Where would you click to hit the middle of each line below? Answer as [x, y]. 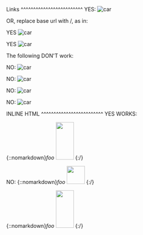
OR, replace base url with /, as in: [47, 21]
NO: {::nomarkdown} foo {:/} [50, 182]
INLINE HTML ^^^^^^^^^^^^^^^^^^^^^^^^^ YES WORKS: [72, 114]
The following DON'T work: [40, 56]
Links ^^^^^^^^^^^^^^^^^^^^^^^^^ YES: [51, 9]
